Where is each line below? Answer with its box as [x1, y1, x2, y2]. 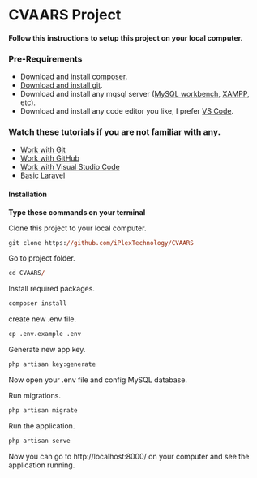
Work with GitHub [19, 153, 79, 163]
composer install [8, 299, 67, 308]
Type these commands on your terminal [8, 207, 146, 217]
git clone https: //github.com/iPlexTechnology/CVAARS [8, 239, 195, 247]
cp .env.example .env [8, 330, 82, 338]
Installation [8, 189, 47, 199]
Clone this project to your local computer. [8, 223, 147, 233]
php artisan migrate [8, 406, 79, 415]
